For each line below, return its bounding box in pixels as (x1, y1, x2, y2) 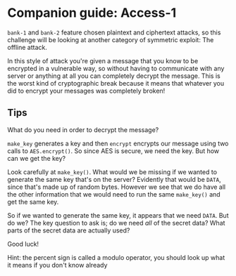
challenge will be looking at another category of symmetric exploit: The (7, 35, 214, 44)
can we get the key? (7, 154, 66, 162)
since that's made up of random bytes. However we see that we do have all (7, 183, 226, 191)
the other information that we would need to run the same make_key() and (7, 190, 221, 198)
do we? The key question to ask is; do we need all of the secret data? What (7, 218, 225, 227)
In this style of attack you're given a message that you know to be (7, 56, 199, 65)
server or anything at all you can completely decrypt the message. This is (7, 72, 221, 80)
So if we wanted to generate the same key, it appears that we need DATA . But (7, 211, 229, 219)
